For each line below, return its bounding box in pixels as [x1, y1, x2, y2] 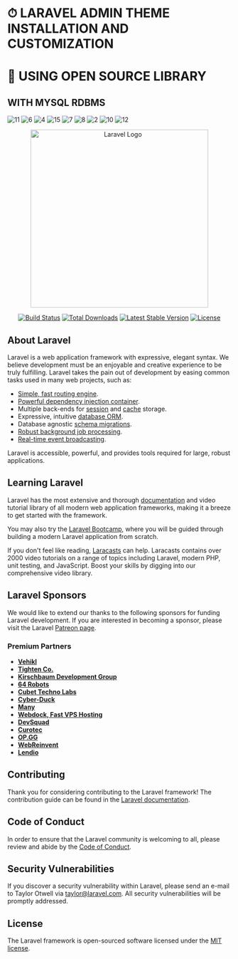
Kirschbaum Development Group [17, 672, 117, 681]
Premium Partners [7, 641, 72, 651]
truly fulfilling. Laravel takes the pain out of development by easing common [7, 368, 230, 377]
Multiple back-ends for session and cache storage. [17, 404, 167, 413]
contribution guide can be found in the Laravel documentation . [7, 795, 190, 804]
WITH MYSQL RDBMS [7, 96, 106, 108]
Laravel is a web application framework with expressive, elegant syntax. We [7, 353, 229, 361]
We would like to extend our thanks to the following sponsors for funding [7, 608, 220, 617]
